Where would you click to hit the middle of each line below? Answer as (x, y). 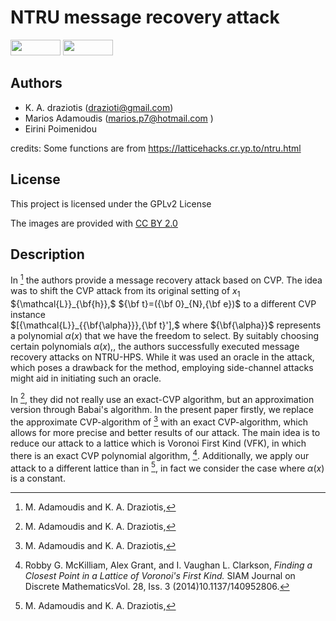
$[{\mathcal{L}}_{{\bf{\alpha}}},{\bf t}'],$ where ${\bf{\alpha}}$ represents (166, 325)
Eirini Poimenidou (60, 128)
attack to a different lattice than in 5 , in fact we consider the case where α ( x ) (167, 467)
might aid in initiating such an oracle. (86, 378)
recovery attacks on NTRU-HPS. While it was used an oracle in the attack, (162, 357)
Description (47, 254)
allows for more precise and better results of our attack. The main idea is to (165, 433)
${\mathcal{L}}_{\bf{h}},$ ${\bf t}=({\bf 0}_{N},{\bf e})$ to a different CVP (163, 303)
